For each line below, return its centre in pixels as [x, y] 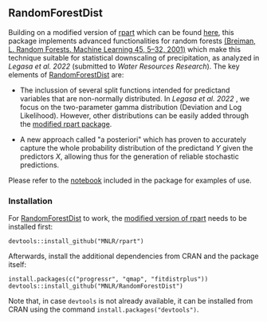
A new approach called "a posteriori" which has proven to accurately [133, 139]
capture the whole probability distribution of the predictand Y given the [136, 147]
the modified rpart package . [66, 124]
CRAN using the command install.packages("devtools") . [104, 309]
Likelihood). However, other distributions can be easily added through [134, 116]
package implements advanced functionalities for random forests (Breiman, [132, 41]
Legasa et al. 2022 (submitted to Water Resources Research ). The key [124, 66]
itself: [17, 265]
